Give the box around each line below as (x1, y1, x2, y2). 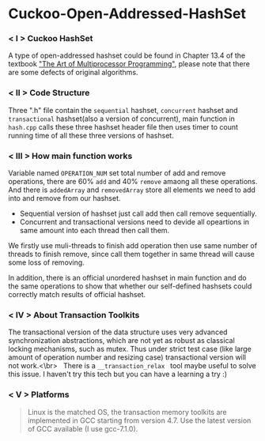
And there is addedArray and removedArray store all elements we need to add (8, 185, 256, 194)
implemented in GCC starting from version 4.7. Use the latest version (27, 416, 252, 425)
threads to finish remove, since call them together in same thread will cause (8, 250, 255, 259)
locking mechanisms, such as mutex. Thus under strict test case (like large (8, 345, 252, 354)
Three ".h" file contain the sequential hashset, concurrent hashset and (8, 105, 239, 115)
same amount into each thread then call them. (19, 226, 170, 236)
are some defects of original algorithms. (8, 68, 138, 77)
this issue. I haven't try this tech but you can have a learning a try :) (8, 369, 228, 379)
